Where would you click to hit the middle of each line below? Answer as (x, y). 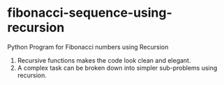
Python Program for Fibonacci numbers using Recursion (88, 47)
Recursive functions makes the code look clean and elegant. (104, 60)
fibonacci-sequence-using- (90, 13)
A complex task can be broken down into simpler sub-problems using (117, 68)
